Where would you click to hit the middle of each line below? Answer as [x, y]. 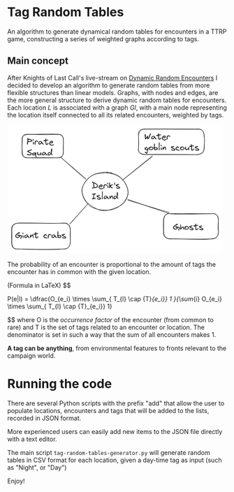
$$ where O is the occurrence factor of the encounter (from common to [111, 319]
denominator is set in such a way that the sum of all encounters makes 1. [112, 334]
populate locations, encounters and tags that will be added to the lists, [108, 410]
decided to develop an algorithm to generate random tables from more [109, 85]
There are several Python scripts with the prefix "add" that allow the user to [116, 403]
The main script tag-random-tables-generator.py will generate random [109, 452]
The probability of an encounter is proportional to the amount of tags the [112, 264]
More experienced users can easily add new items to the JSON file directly [115, 431]
